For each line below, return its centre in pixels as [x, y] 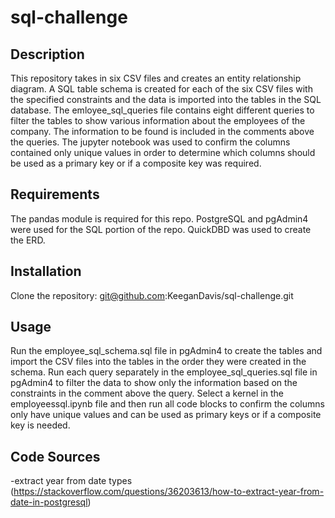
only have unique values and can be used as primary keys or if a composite [166, 415]
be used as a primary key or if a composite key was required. [136, 163]
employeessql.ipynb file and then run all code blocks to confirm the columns [167, 404]
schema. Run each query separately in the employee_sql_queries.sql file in [164, 372]
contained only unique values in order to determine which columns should [163, 152]
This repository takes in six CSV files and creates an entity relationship [156, 78]
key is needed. [40, 425]
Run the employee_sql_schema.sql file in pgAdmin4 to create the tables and [166, 351]
